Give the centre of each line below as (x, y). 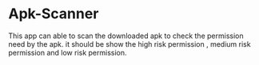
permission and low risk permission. (68, 52)
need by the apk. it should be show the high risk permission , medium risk (129, 44)
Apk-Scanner (54, 14)
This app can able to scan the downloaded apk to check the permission (126, 36)
